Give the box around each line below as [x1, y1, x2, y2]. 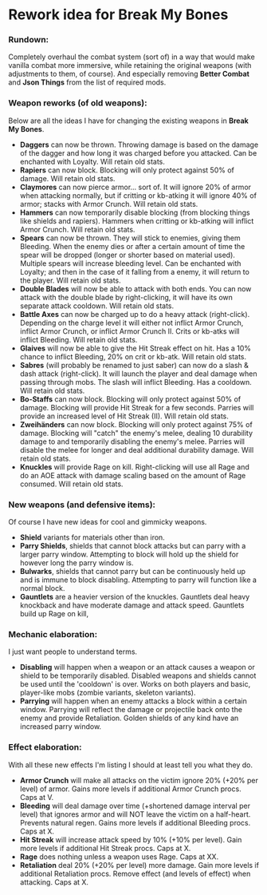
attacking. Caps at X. [19, 877, 89, 887]
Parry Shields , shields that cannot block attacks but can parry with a [19, 541, 246, 551]
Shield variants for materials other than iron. [19, 533, 165, 542]
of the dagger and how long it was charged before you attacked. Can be [19, 148, 257, 157]
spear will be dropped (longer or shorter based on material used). [19, 250, 235, 259]
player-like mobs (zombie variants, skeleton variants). [19, 688, 196, 698]
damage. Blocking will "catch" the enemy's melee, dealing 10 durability [19, 428, 253, 438]
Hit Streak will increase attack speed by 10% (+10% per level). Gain [19, 834, 242, 844]
